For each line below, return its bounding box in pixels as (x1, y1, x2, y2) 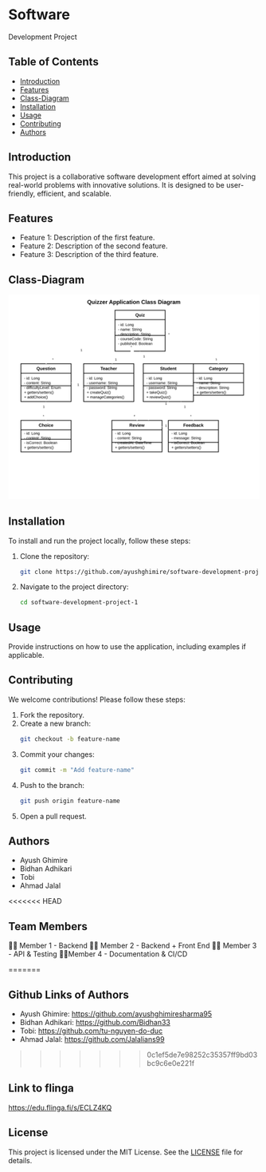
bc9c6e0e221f (147, 1058, 195, 1067)
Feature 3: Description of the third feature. (19, 250, 159, 259)
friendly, (8, 188, 36, 198)
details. (8, 1155, 33, 1165)
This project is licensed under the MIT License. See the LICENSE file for (8, 1147, 244, 1157)
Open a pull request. (19, 811, 88, 821)
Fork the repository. (19, 710, 85, 719)
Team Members (8, 920, 88, 933)
